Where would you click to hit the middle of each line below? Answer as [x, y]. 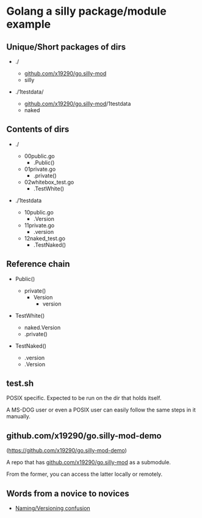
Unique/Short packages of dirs [66, 47]
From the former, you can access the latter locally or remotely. [85, 474]
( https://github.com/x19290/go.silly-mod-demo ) [67, 451]
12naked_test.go [45, 238]
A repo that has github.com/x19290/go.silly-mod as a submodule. [88, 462]
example [29, 24]
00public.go [39, 156]
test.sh [20, 384]
